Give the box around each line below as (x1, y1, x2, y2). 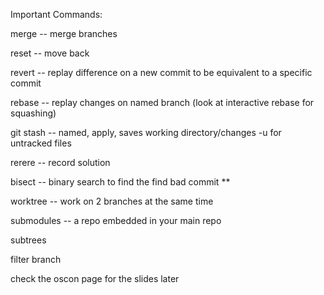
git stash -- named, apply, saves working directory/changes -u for (10, 127, 282, 138)
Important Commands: (10, 9, 103, 20)
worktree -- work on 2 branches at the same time (10, 195, 214, 207)
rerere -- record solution (10, 157, 111, 168)
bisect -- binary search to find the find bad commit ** (10, 176, 231, 188)
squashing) (10, 107, 57, 119)
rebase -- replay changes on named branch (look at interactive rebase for (10, 97, 315, 108)
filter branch (10, 254, 62, 265)
